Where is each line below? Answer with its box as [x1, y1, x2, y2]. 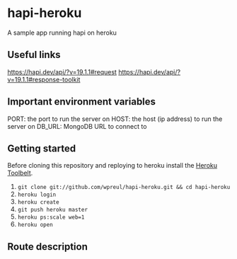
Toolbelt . [7, 168, 33, 178]
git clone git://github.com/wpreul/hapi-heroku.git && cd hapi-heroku [17, 184, 231, 191]
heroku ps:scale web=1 [17, 214, 85, 221]
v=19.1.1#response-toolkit [7, 75, 81, 84]
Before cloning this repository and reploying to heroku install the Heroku [7, 161, 218, 170]
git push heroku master [17, 207, 88, 214]
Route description [7, 241, 88, 253]
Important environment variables [7, 96, 156, 108]
